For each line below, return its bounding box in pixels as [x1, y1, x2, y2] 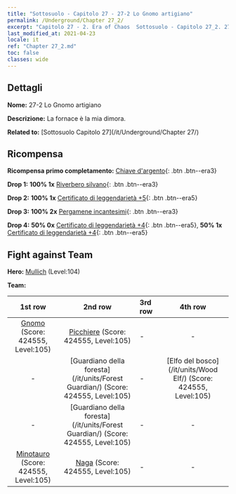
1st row [20, 302, 46, 312]
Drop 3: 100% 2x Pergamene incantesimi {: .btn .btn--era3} [7, 208, 179, 216]
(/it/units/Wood [168, 365, 218, 375]
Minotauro [16, 449, 51, 459]
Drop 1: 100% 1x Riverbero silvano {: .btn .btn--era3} [7, 180, 159, 189]
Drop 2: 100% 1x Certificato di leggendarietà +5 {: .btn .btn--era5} [7, 194, 198, 202]
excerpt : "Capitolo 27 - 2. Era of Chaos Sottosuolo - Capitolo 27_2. [7, 23, 221, 30]
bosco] [195, 356, 220, 366]
